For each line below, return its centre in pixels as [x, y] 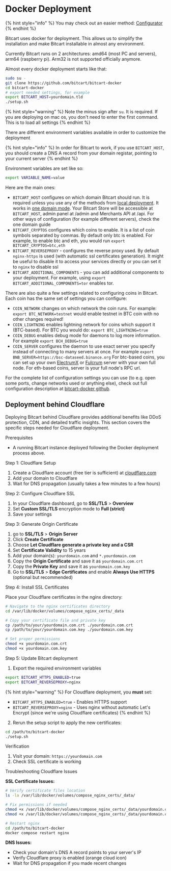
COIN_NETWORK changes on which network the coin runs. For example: [84, 309]
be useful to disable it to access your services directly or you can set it [87, 262]
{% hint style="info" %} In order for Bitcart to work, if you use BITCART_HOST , [85, 148]
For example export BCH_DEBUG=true [50, 341]
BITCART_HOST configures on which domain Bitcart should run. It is [81, 197]
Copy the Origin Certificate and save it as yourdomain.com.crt [78, 561]
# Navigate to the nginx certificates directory [58, 606]
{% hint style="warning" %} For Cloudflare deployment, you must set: [79, 692]
